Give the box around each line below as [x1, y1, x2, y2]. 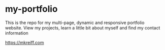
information [5, 30, 29, 36]
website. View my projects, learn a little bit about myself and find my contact [5, 25, 161, 30]
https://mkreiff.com [5, 39, 44, 45]
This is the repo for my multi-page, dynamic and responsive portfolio [5, 20, 145, 25]
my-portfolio [5, 3, 58, 15]
